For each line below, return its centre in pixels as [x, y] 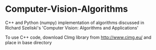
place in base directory [28, 42]
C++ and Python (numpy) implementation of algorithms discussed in [75, 23]
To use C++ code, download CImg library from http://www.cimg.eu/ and [78, 37]
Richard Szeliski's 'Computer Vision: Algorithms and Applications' [72, 27]
